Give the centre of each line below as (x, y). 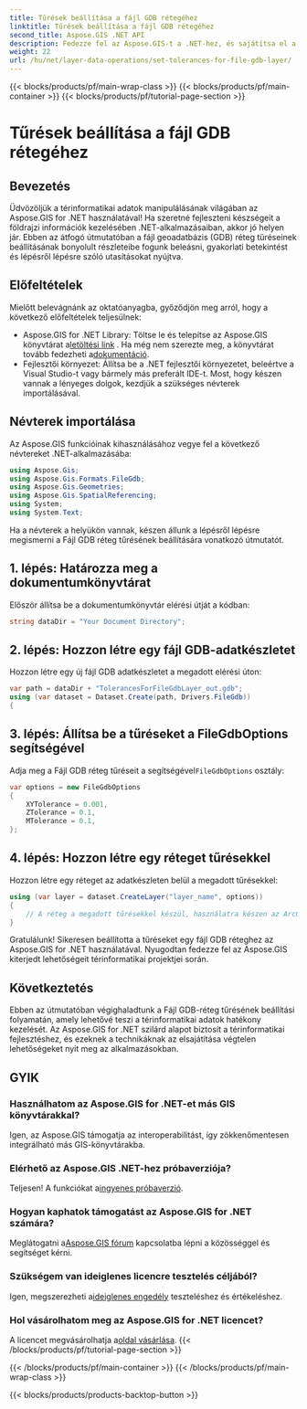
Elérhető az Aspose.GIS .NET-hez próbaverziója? (120, 1168)
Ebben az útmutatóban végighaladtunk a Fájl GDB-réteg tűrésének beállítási (152, 1010)
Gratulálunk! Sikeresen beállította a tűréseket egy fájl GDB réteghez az (142, 940)
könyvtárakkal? (45, 1115)
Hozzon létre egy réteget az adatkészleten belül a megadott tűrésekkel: (144, 880)
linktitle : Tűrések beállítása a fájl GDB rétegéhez (112, 26)
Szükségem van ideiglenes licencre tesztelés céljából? (133, 1277)
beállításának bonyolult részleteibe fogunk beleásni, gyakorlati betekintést (148, 247)
